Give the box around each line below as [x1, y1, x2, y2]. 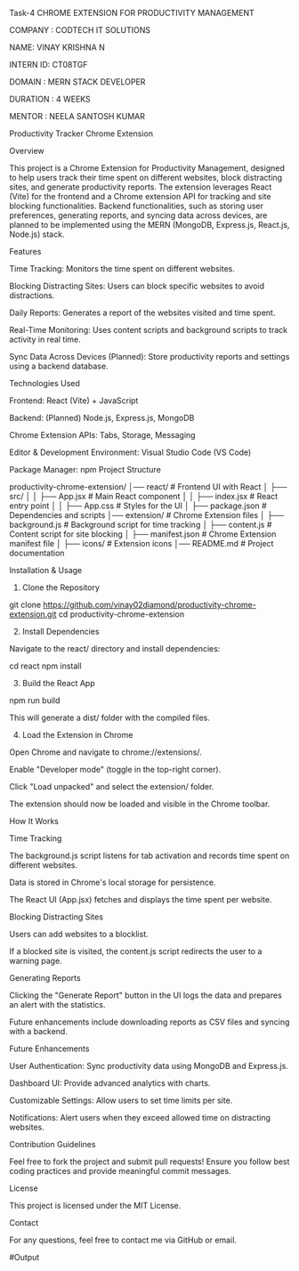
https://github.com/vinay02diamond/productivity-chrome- [43, 600, 256, 610]
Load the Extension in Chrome [21, 730, 133, 740]
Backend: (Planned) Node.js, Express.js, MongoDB [9, 413, 195, 423]
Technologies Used [9, 378, 80, 388]
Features [9, 247, 42, 256]
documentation [9, 547, 65, 558]
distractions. [9, 290, 55, 301]
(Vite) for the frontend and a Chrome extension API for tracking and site [9, 191, 271, 201]
